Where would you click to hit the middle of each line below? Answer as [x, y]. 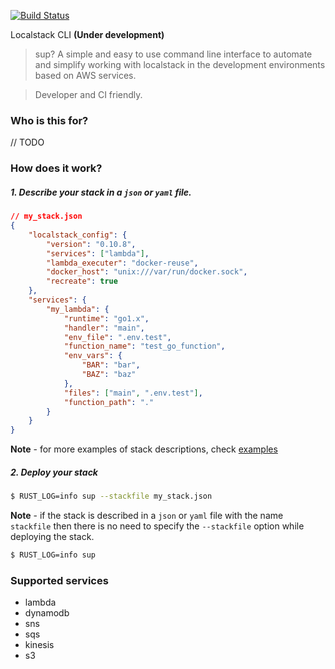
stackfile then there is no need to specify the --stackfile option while [157, 526]
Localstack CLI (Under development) [87, 34]
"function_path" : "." [109, 402]
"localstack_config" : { [78, 235]
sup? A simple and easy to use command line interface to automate [173, 54]
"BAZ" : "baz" [109, 375]
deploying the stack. [52, 537]
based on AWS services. [85, 75]
